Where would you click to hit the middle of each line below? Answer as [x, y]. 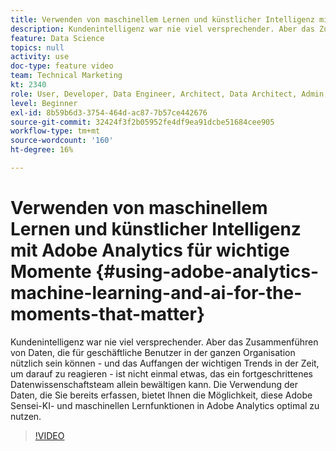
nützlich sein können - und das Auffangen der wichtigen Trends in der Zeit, [165, 363]
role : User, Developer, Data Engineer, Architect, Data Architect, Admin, [169, 94]
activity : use [40, 57]
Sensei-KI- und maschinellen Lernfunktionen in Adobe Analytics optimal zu [165, 405]
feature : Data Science [57, 38]
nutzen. [26, 416]
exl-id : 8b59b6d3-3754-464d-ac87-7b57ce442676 [109, 112]
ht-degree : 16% [42, 150]
